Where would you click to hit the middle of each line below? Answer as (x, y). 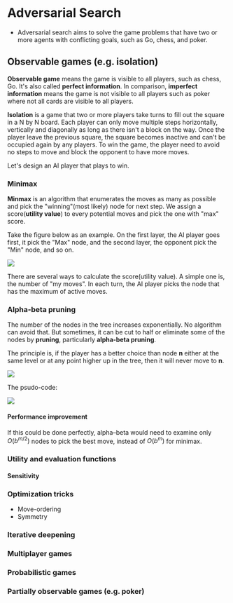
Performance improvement (47, 416)
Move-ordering (39, 509)
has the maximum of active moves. (57, 292)
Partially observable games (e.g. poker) (76, 591)
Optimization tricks (41, 494)
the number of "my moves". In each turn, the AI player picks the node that (113, 284)
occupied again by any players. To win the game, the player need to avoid (114, 144)
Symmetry (32, 517)
